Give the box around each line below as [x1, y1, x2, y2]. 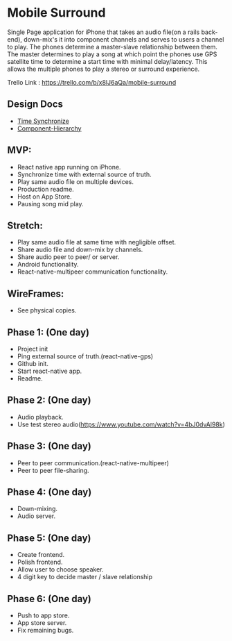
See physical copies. [17, 306, 77, 315]
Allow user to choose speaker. [17, 565, 104, 574]
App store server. [17, 619, 67, 627]
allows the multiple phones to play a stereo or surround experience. [7, 65, 200, 73]
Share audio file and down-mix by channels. [17, 245, 143, 254]
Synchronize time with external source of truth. [17, 170, 152, 178]
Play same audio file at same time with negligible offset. [17, 238, 177, 247]
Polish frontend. [17, 558, 63, 567]
